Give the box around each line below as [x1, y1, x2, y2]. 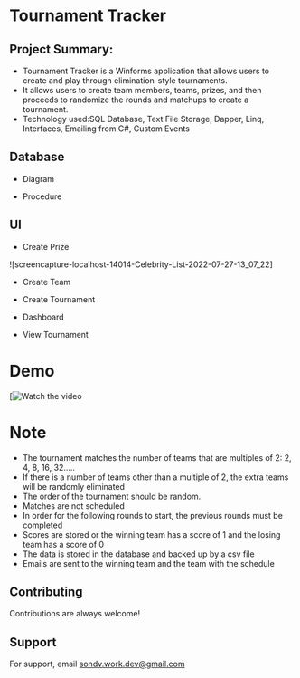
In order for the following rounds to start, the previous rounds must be [22, 510, 283, 520]
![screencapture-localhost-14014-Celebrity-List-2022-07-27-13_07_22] [9, 259, 273, 270]
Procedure [22, 191, 62, 202]
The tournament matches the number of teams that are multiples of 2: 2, [22, 452, 292, 463]
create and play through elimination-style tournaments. [22, 75, 228, 86]
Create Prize [22, 241, 70, 252]
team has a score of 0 [22, 539, 105, 549]
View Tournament [22, 329, 89, 339]
